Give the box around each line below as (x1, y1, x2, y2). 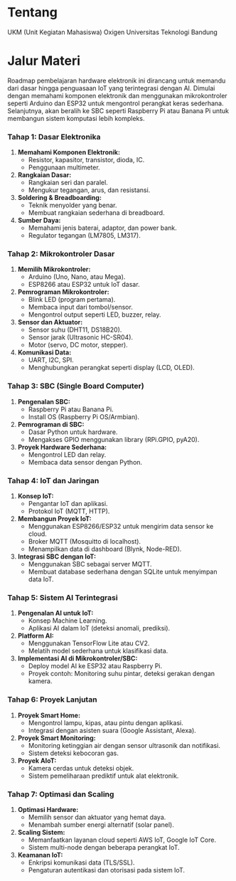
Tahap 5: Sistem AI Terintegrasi (7, 592, 119, 602)
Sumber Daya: (17, 216, 61, 225)
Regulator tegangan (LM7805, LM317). (28, 231, 141, 240)
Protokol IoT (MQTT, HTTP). (28, 507, 110, 516)
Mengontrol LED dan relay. (28, 450, 107, 459)
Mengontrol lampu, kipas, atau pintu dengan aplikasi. (28, 718, 183, 727)
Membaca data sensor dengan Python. (28, 458, 143, 466)
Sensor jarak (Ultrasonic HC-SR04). (28, 333, 134, 342)
